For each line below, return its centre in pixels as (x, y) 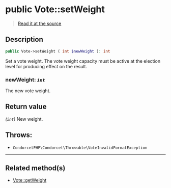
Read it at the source (39, 23)
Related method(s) (35, 168)
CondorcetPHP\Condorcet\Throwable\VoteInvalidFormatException (80, 148)
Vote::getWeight (30, 180)
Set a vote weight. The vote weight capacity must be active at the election (83, 61)
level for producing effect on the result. (46, 66)
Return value (26, 107)
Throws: (19, 135)
